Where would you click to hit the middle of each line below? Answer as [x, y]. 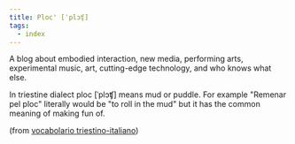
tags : [19, 26]
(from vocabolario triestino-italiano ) [74, 131]
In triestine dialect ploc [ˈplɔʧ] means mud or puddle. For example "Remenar [147, 95]
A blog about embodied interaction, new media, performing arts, [126, 59]
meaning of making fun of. [57, 114]
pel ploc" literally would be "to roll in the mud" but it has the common [135, 104]
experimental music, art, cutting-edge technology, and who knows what [140, 68]
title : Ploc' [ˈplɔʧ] [49, 17]
